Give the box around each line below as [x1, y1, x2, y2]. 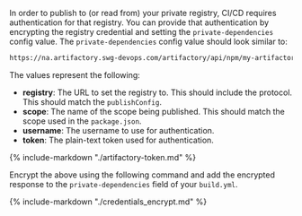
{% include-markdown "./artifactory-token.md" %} [9, 151, 196, 162]
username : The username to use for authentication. [22, 125, 215, 135]
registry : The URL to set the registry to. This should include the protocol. [22, 87, 293, 98]
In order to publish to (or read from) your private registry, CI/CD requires [9, 8, 277, 18]
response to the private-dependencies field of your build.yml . [9, 178, 238, 189]
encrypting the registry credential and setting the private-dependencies [9, 27, 274, 37]
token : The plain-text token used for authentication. [22, 134, 214, 145]
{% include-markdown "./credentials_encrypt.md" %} [9, 196, 208, 207]
